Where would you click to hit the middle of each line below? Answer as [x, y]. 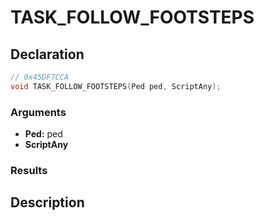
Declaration [47, 54]
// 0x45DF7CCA [40, 77]
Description [47, 202]
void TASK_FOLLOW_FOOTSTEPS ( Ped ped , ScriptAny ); [116, 86]
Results [29, 170]
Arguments [38, 112]
